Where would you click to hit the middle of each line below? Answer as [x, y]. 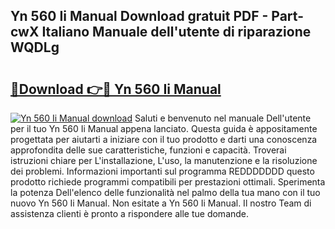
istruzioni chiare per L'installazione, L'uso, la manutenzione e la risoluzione [164, 160]
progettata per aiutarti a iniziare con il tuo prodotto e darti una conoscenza [164, 139]
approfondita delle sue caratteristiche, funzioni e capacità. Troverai [148, 150]
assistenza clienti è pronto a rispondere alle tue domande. [130, 213]
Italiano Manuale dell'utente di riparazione [176, 32]
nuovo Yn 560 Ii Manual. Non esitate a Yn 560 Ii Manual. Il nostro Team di [161, 203]
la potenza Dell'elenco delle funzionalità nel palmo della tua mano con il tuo [165, 192]
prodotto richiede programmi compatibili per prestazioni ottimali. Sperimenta [168, 182]
